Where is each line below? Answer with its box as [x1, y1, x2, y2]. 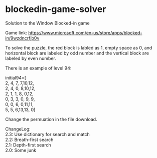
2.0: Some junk [5, 147, 37, 153]
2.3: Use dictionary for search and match [5, 131, 90, 137]
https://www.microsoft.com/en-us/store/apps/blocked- [28, 29, 142, 35]
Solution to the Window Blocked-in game [5, 20, 90, 26]
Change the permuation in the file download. [5, 116, 97, 122]
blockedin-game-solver [5, 3, 106, 15]
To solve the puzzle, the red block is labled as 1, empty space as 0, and [5, 44, 152, 50]
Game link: [5, 29, 28, 35]
